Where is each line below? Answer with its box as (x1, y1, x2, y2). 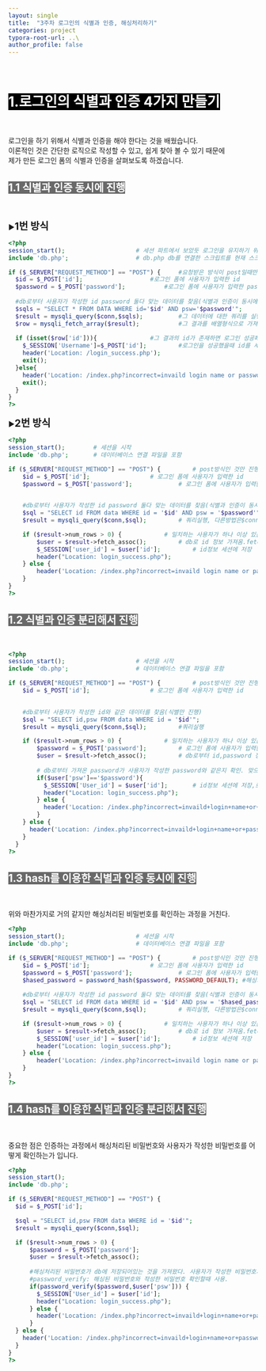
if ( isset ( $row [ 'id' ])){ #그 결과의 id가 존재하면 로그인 (15, 334, 240, 343)
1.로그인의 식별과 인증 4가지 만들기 (8, 93, 220, 111)
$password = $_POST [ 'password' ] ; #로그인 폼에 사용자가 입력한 (15, 283, 244, 291)
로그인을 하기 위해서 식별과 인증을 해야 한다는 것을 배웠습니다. (8, 136, 199, 146)
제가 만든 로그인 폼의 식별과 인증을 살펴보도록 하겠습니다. (8, 156, 184, 165)
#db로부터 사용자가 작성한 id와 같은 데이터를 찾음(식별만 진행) (22, 708, 203, 716)
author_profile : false (8, 41, 83, 49)
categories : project (8, 26, 77, 34)
